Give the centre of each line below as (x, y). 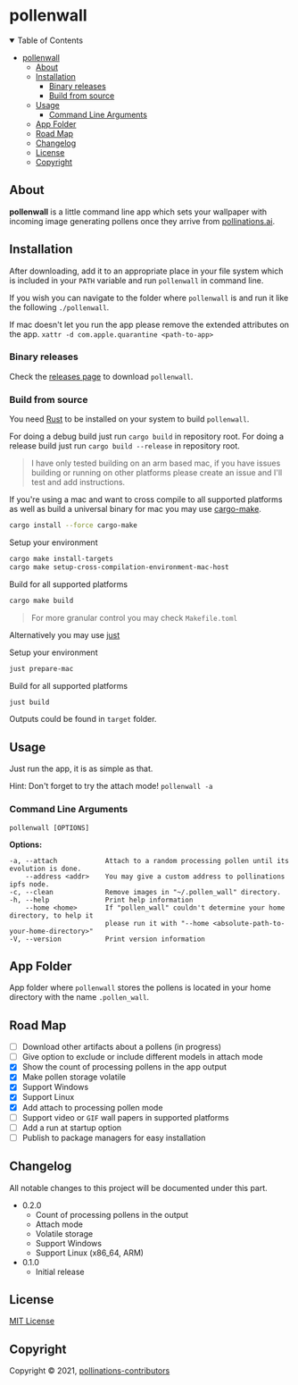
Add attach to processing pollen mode (92, 1107)
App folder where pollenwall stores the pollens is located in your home (140, 987)
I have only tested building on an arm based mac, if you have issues (156, 463)
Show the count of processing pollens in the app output (124, 1067)
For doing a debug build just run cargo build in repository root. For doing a (146, 436)
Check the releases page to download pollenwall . (101, 376)
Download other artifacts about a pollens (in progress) (121, 1047)
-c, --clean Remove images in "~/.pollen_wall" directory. (145, 892)
